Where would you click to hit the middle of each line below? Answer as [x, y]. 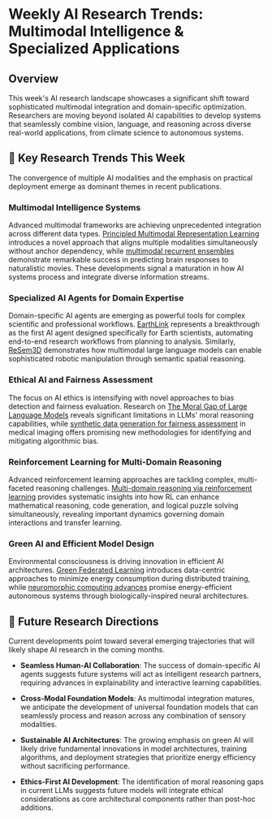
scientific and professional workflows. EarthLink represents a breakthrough [134, 324]
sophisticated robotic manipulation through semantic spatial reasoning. [127, 359]
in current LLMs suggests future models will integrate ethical [121, 791]
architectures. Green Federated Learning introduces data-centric [117, 570]
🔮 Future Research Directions [84, 621]
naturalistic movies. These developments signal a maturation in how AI [126, 268]
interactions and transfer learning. [65, 522]
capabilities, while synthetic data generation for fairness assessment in [127, 423]
